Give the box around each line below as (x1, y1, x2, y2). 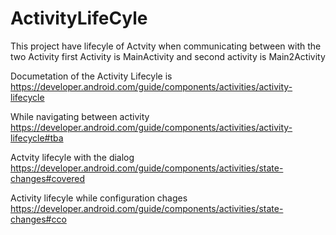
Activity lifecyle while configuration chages (10, 192, 188, 204)
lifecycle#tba (10, 132, 64, 144)
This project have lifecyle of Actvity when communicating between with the (10, 40, 322, 52)
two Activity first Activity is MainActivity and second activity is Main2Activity (10, 50, 326, 62)
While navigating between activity (10, 110, 150, 122)
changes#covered (10, 172, 86, 184)
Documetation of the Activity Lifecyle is (10, 70, 173, 82)
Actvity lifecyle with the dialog (10, 151, 135, 163)
